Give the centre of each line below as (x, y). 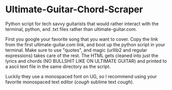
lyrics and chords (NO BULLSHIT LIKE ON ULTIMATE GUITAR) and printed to (86, 61)
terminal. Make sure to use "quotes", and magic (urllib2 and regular (76, 50)
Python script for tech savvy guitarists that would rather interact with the (82, 24)
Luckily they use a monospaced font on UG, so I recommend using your (81, 76)
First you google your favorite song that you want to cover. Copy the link (82, 39)
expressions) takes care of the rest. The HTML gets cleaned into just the (82, 56)
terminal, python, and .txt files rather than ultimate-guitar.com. (71, 29)
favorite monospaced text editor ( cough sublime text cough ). (70, 82)
